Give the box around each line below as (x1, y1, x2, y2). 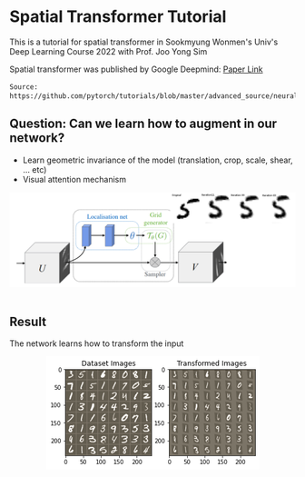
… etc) (22, 164, 47, 174)
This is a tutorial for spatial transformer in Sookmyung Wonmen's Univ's (9, 36, 279, 47)
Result (9, 313, 47, 329)
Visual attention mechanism (22, 174, 127, 184)
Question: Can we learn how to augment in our (9, 116, 278, 132)
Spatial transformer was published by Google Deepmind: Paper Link (9, 64, 263, 75)
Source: (9, 82, 39, 92)
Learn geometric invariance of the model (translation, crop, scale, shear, (22, 154, 293, 165)
